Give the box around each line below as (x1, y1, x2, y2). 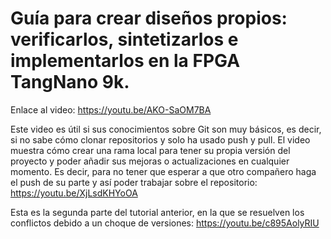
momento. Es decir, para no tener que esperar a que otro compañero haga (10, 165, 317, 177)
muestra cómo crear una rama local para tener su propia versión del (10, 144, 291, 156)
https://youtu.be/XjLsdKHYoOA (10, 187, 138, 199)
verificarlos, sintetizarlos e (10, 28, 239, 51)
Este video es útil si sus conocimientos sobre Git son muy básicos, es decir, (10, 123, 322, 135)
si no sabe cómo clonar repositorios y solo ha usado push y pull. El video (10, 133, 311, 146)
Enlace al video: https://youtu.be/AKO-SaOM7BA (10, 103, 212, 116)
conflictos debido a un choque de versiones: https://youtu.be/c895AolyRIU (10, 217, 320, 229)
